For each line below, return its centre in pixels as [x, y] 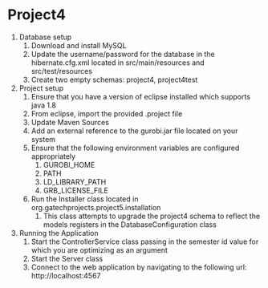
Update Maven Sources [70, 122]
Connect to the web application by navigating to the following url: [139, 267]
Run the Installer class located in [85, 199]
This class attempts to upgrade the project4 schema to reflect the [152, 216]
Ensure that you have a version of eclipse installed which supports [140, 96]
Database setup [45, 37]
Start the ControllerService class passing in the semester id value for [145, 241]
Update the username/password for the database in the [123, 54]
